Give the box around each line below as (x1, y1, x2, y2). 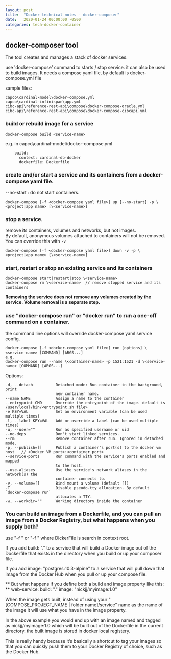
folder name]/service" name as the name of (71, 602, 163, 608)
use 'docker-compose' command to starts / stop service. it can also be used (5, 64, 166, 71)
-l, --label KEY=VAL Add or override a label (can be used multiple (5, 418, 159, 423)
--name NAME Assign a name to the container (5, 396, 125, 401)
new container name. (55, 391, 100, 397)
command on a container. (5, 318, 70, 325)
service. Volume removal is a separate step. (5, 299, 101, 305)
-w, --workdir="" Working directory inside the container (5, 498, 143, 504)
